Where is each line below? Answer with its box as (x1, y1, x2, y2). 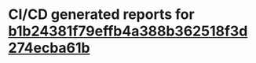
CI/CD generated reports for (8, 6, 195, 24)
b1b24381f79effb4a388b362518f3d (8, 22, 248, 40)
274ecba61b (8, 39, 90, 57)
